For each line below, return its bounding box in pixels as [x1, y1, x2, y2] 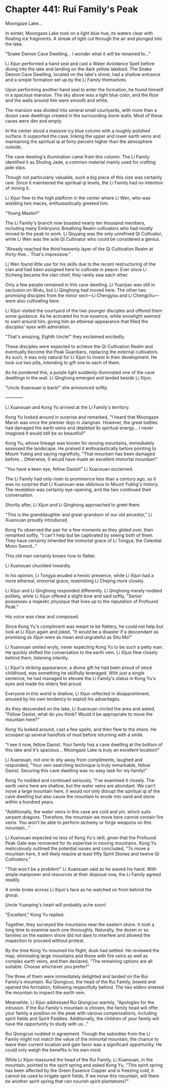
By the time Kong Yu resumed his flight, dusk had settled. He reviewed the [5, 947, 160, 953]
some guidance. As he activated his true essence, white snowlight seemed [5, 313, 160, 319]
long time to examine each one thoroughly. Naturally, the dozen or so [5, 926, 149, 933]
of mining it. [5, 185, 30, 191]
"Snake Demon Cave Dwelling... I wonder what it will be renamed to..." [5, 51, 151, 57]
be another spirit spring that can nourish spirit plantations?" [5, 1078, 129, 1084]
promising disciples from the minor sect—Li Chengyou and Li [5, 292, 132, 298]
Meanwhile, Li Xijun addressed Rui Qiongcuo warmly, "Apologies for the [5, 999, 155, 1005]
